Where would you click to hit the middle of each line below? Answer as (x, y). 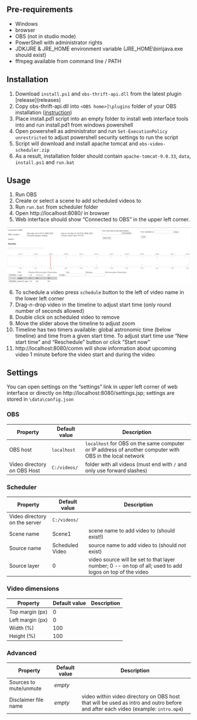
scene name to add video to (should (131, 531)
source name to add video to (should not (137, 545)
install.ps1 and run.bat (45, 162)
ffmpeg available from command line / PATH (68, 61)
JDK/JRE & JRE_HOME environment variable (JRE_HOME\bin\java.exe (99, 49)
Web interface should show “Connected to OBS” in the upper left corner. (102, 220)
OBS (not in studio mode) (46, 36)
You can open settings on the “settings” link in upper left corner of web (92, 387)
